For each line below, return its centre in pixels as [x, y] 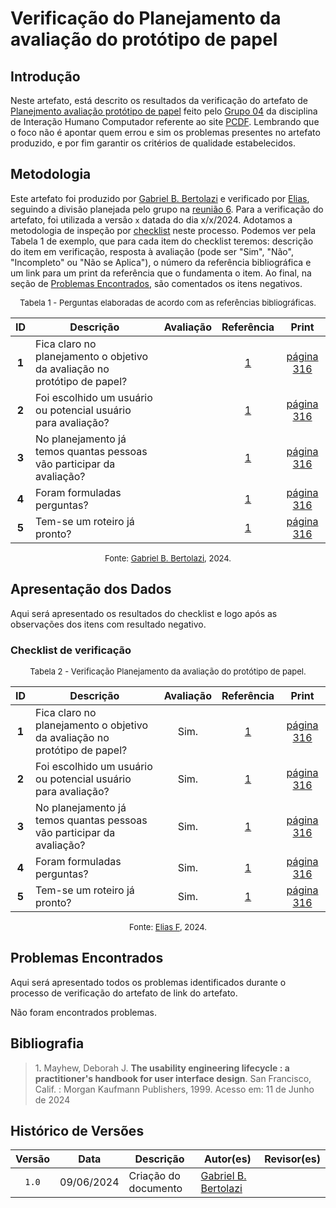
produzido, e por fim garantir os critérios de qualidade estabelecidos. [153, 143]
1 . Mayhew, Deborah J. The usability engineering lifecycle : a [162, 1068]
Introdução [45, 76]
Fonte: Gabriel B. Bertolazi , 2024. [168, 558]
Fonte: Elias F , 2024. [168, 926]
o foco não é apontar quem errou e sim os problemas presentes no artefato [165, 132]
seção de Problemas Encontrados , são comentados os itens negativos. [156, 283]
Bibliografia [47, 1043]
